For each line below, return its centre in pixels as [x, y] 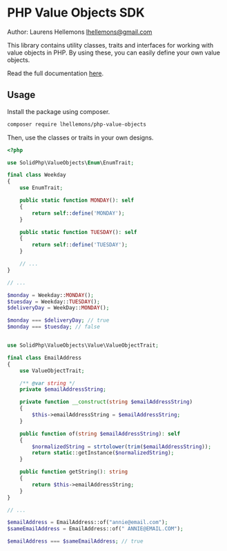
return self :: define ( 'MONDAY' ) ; [79, 213]
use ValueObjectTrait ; [52, 371]
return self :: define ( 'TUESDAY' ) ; [80, 245]
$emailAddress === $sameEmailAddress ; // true [75, 541]
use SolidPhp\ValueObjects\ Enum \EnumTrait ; [71, 163]
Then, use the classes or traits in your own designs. [80, 137]
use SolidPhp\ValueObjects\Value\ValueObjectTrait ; [83, 345]
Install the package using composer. [59, 111]
